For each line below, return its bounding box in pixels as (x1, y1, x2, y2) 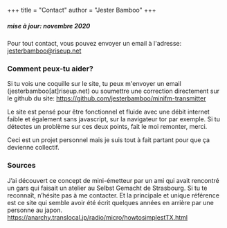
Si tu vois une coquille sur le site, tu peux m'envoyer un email (7, 80, 181, 88)
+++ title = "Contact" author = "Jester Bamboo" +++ (7, 6, 156, 14)
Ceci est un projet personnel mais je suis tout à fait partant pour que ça (7, 136, 210, 144)
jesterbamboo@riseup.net (7, 46, 82, 55)
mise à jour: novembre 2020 (7, 21, 91, 30)
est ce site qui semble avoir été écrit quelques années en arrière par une (7, 198, 215, 207)
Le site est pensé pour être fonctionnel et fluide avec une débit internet (7, 107, 210, 116)
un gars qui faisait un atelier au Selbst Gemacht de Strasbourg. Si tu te (7, 184, 208, 192)
